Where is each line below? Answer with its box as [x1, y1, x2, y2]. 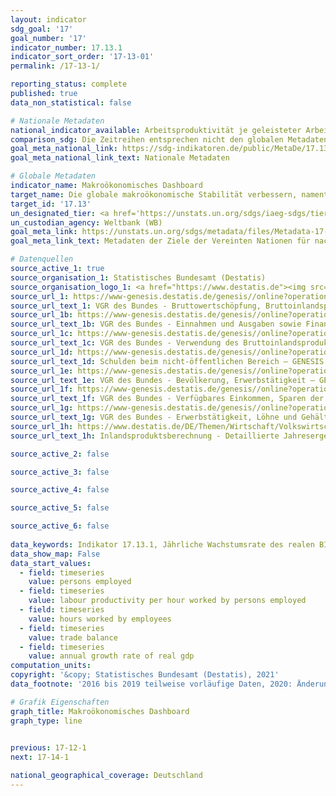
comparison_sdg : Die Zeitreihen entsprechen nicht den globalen [10, 134, 284, 145]
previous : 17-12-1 [10, 743, 87, 753]
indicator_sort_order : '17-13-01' [10, 52, 155, 62]
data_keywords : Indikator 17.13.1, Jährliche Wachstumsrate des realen [10, 539, 315, 550]
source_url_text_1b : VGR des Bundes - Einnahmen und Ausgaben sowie [10, 319, 302, 330]
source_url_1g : [10, 403, 74, 413]
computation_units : [10, 661, 92, 671]
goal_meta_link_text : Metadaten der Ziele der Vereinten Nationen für [10, 236, 311, 246]
